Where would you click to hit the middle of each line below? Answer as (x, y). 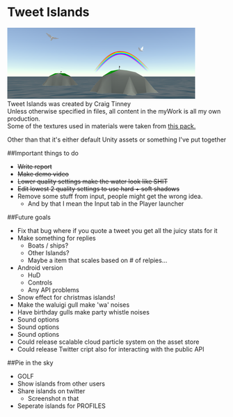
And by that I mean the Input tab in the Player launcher (106, 204)
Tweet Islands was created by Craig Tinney (69, 104)
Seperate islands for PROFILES (61, 406)
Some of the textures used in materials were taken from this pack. (102, 126)
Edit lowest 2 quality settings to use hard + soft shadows (98, 188)
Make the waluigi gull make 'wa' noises (73, 305)
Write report (34, 166)
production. (24, 119)
